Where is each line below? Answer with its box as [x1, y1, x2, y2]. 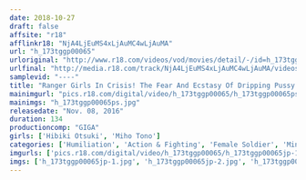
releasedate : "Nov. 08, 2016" [9, 106, 125, 115]
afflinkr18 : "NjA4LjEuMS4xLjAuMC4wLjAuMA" [9, 38, 173, 48]
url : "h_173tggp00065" [9, 47, 96, 56]
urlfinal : [9, 65, 47, 74]
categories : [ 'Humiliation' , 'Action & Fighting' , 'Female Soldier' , [9, 140, 280, 149]
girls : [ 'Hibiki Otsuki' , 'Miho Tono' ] [9, 132, 161, 141]
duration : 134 [9, 115, 64, 124]
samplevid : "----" [9, 73, 79, 82]
